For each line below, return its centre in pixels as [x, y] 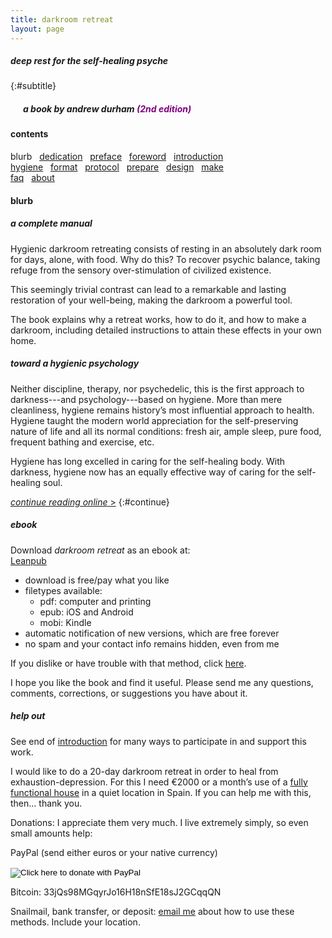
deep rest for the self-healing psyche [89, 61]
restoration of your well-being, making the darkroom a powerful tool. [151, 300]
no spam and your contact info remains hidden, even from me [152, 643]
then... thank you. [46, 803]
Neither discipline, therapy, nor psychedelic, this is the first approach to [157, 388]
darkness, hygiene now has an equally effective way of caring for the [152, 472]
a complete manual [51, 223]
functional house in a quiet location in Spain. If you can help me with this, [161, 792]
